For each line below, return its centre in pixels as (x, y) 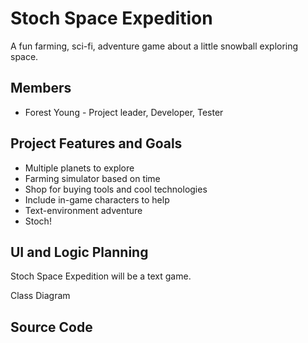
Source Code (51, 327)
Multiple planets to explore (79, 168)
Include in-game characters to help (97, 199)
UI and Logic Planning (79, 252)
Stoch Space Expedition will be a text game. (101, 276)
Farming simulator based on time (92, 178)
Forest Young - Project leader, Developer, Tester (124, 112)
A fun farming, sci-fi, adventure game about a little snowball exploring (154, 46)
